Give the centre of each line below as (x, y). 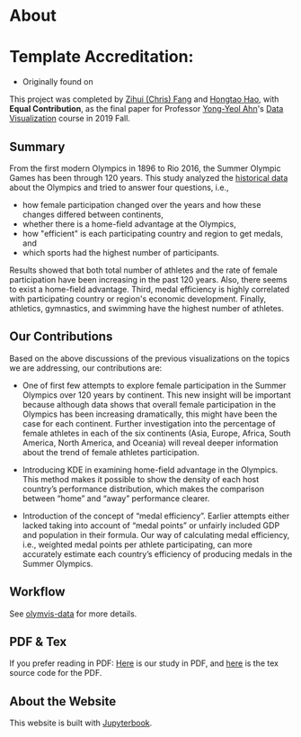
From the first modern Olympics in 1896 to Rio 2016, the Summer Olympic (145, 168)
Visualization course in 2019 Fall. (70, 119)
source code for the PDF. (56, 673)
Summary (37, 146)
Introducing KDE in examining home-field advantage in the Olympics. (150, 470)
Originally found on (58, 82)
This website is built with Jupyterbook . (81, 723)
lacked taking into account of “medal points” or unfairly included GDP (151, 525)
